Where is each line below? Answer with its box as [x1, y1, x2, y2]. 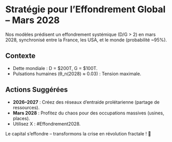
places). [12, 115, 30, 121]
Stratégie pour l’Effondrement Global [5, 4, 166, 15]
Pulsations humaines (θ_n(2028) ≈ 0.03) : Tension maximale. [12, 70, 142, 77]
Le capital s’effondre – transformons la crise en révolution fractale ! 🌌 [5, 130, 151, 136]
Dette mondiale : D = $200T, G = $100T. [12, 65, 98, 71]
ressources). [12, 104, 40, 110]
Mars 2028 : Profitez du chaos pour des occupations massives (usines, [12, 110, 164, 116]
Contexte [5, 52, 36, 60]
